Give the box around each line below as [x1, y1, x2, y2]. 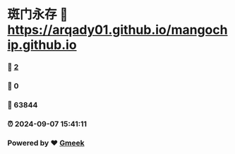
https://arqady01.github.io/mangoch [7, 22, 228, 38]
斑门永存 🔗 [7, 6, 68, 23]
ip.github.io [7, 37, 77, 53]
